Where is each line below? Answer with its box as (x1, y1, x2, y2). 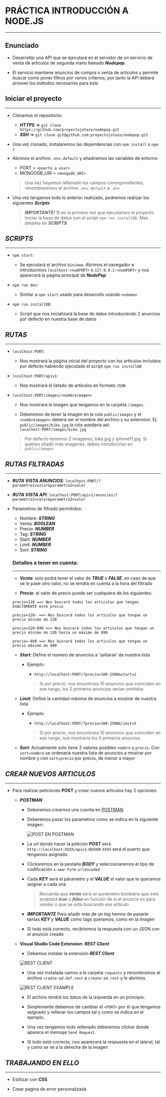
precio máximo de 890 (12, 643, 57, 648)
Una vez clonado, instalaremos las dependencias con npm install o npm (12, 141, 159, 147)
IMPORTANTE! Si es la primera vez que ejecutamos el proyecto (24, 209, 154, 216)
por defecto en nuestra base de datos (19, 316, 97, 322)
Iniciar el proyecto (5, 94, 62, 103)
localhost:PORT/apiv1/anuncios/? (48, 493, 118, 498)
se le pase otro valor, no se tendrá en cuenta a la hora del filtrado (19, 581, 153, 586)
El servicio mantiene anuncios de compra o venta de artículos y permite (12, 70, 159, 75)
